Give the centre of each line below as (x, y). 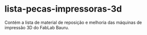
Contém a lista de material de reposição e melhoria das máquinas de (73, 22)
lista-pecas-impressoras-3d (63, 9)
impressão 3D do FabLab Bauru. (37, 27)
